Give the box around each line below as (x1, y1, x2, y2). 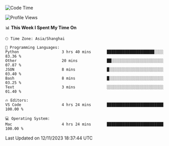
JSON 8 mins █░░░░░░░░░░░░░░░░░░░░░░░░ (5, 67, 164, 72)
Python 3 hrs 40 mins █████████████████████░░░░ (5, 49, 164, 54)
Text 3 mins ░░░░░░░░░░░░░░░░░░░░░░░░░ (5, 85, 164, 90)
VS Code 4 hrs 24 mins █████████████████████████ (5, 102, 164, 107)
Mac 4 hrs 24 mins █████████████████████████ (5, 122, 164, 127)
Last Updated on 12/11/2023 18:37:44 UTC (5, 135, 93, 141)
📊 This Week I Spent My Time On (5, 25, 77, 30)
